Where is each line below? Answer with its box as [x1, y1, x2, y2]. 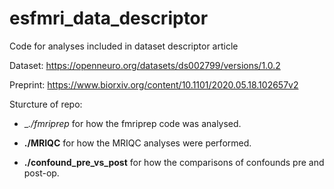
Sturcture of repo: [9, 98, 83, 110]
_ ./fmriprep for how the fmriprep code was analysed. [23, 117, 242, 129]
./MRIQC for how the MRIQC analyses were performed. [23, 137, 252, 149]
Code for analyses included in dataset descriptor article [9, 40, 239, 52]
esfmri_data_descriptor [9, 7, 209, 30]
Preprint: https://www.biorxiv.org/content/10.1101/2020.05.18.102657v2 [9, 78, 299, 91]
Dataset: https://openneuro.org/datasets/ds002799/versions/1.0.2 [9, 59, 281, 71]
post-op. [23, 167, 60, 179]
